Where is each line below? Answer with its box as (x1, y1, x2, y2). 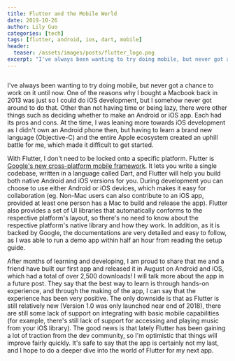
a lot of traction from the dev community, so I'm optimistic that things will (7, 331, 218, 339)
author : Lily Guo (7, 23, 58, 30)
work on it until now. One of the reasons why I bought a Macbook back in (7, 88, 218, 97)
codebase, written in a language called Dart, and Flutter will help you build (7, 169, 221, 177)
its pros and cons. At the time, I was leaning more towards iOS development (7, 118, 226, 127)
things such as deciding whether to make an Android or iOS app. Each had (7, 111, 222, 119)
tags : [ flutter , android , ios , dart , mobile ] (7, 36, 142, 43)
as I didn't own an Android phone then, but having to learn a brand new (7, 125, 213, 134)
